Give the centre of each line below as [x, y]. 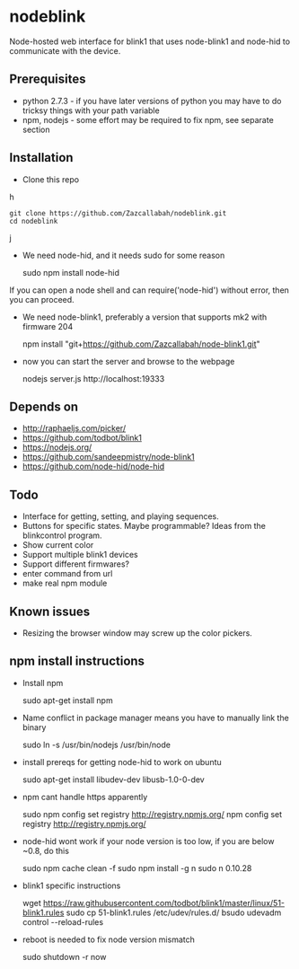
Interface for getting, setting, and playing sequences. [121, 516]
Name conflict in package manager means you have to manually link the [155, 718]
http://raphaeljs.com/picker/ [74, 428]
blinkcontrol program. [62, 535]
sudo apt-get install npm [68, 700]
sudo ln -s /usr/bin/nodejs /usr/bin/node [96, 744]
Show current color [58, 545]
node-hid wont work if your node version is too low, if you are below [148, 841]
